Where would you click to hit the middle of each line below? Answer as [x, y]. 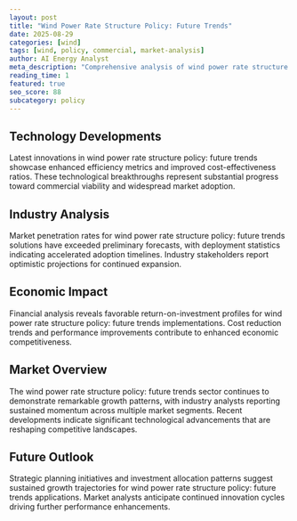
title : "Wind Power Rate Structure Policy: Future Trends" [121, 26]
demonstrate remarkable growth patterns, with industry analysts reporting [145, 401]
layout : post [33, 17]
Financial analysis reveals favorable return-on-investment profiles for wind [146, 313]
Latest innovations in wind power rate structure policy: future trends [133, 158]
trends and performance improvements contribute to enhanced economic [144, 332]
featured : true [37, 84]
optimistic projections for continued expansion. [96, 264]
